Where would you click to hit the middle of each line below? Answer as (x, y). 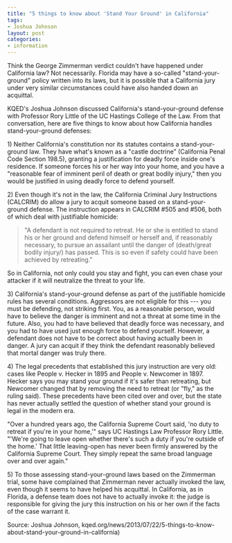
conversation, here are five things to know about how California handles (110, 123)
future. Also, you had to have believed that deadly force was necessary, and (116, 323)
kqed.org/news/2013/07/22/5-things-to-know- (148, 525)
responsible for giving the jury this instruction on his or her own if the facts (114, 504)
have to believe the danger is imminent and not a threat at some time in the (114, 316)
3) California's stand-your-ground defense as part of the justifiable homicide (116, 294)
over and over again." (38, 461)
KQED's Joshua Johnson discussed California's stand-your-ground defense (115, 109)
